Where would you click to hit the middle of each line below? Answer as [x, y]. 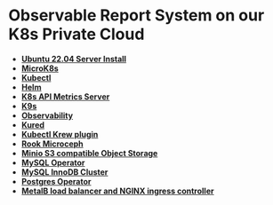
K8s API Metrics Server [65, 96]
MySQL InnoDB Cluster [64, 172]
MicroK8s [40, 68]
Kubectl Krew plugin [60, 134]
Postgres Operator [56, 181]
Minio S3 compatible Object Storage [89, 153]
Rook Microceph [52, 144]
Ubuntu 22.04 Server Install [73, 59]
